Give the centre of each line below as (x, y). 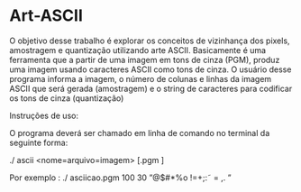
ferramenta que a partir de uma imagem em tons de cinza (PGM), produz (145, 59)
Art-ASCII (46, 16)
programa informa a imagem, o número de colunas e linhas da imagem (141, 78)
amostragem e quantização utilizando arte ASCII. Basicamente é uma (138, 50)
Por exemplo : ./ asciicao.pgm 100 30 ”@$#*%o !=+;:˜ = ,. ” (120, 178)
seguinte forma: (39, 142)
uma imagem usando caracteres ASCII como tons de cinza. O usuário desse (150, 69)
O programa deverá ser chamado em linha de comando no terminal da (140, 133)
